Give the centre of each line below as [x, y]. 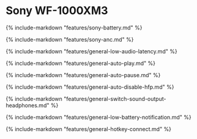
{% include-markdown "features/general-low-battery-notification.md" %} [98, 117]
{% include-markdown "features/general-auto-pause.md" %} [83, 75]
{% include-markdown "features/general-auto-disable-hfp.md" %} [90, 87]
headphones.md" [28, 105]
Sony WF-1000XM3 [57, 11]
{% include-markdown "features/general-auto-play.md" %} [80, 63]
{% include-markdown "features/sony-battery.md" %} [74, 28]
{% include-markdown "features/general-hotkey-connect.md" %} [89, 129]
